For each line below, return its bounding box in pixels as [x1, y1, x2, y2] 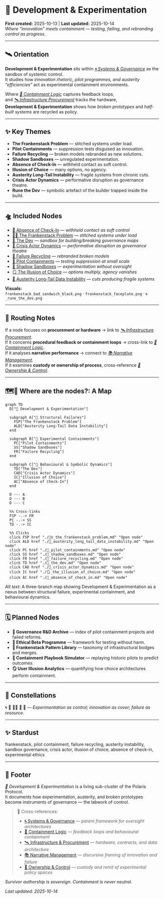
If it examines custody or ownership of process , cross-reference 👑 [5, 362, 141, 368]
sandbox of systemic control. [5, 71, 63, 77]
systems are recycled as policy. [15, 109, 78, 114]
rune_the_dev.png [5, 296, 42, 301]
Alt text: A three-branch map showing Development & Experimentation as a [5, 584, 156, 590]
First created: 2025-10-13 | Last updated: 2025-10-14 [5, 21, 115, 26]
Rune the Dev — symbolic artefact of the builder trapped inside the [12, 187, 148, 193]
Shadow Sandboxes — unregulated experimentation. [12, 156, 120, 162]
